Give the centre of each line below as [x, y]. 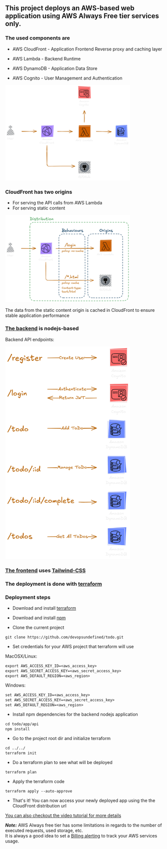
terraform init [21, 753]
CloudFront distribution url [39, 806]
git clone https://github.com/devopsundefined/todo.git [64, 637]
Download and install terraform [44, 608]
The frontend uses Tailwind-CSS [45, 570]
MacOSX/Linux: [21, 656]
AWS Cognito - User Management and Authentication [67, 78]
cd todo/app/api [22, 724]
